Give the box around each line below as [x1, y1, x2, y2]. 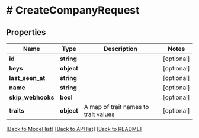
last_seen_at [9, 74, 46, 82]
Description [103, 45, 137, 53]
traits [9, 107, 25, 114]
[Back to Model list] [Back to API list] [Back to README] [6, 126, 142, 132]
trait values [84, 110, 115, 118]
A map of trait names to [84, 103, 149, 111]
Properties [6, 27, 46, 37]
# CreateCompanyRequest [6, 4, 140, 17]
